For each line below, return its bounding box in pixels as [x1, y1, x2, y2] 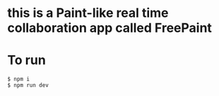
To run [7, 52, 46, 68]
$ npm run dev [7, 82, 49, 89]
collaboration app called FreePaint [7, 20, 212, 36]
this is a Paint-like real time [7, 5, 169, 21]
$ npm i [7, 76, 30, 83]
